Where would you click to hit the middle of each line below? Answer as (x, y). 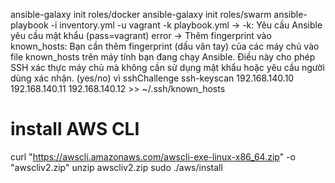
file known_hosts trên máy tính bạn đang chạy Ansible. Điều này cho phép (163, 57)
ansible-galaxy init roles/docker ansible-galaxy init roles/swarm (141, 14)
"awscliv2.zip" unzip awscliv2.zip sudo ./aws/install (116, 167)
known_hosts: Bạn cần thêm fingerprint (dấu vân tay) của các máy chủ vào (165, 46)
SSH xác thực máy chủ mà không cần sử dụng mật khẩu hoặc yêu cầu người (167, 67)
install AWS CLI (75, 129)
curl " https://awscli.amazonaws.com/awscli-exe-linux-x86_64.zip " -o (153, 156)
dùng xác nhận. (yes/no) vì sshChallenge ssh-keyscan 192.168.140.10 (152, 78)
